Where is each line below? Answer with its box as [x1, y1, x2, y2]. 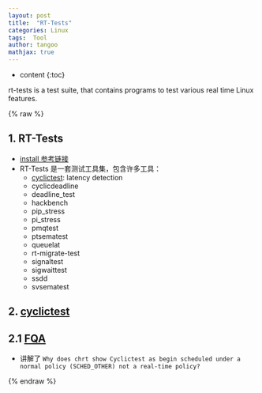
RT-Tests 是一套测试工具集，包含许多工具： [19, 164, 162, 173]
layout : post [8, 11, 51, 20]
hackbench [31, 198, 69, 207]
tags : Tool [8, 33, 47, 42]
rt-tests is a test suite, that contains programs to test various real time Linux [8, 85, 254, 95]
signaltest [31, 256, 64, 266]
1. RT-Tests [8, 132, 64, 145]
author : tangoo [8, 41, 58, 49]
